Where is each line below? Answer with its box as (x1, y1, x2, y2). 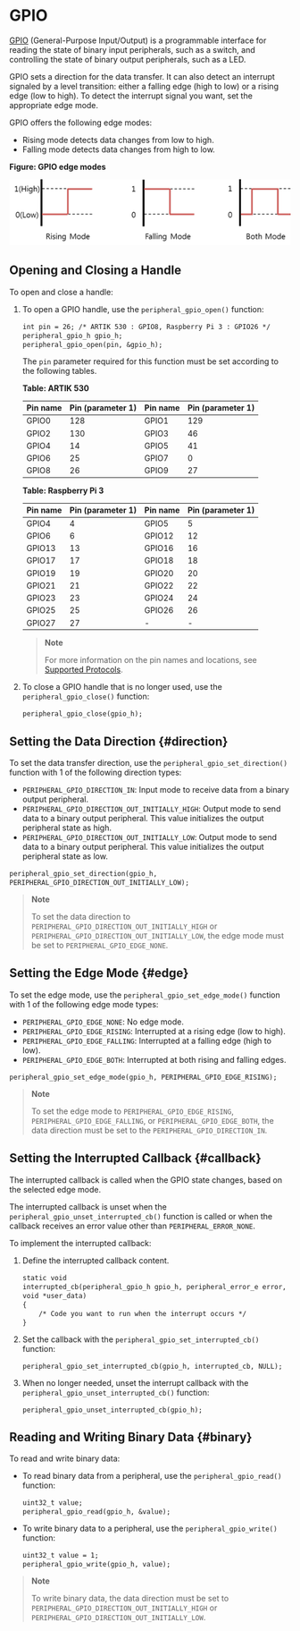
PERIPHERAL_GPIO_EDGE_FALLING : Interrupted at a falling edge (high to (21, 1035, 272, 1046)
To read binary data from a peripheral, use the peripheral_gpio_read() (21, 1471, 282, 1482)
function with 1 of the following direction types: (9, 767, 182, 777)
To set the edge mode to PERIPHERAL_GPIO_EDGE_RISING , (30, 1106, 234, 1117)
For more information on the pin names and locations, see (44, 655, 257, 666)
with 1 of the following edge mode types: (9, 998, 159, 1009)
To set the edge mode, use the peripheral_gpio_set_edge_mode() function (9, 990, 281, 1000)
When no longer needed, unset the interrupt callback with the (21, 1377, 249, 1388)
